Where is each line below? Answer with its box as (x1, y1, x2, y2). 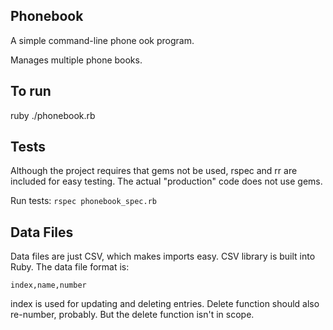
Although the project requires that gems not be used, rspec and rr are (10, 165, 298, 177)
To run (10, 83, 52, 100)
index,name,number (10, 280, 87, 291)
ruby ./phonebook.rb (10, 109, 96, 121)
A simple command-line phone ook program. (10, 34, 195, 46)
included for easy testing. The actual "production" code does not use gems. (10, 175, 323, 188)
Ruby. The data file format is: (10, 261, 130, 273)
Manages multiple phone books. (10, 54, 143, 66)
